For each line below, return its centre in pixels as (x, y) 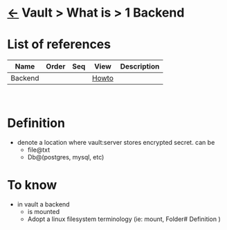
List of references (59, 45)
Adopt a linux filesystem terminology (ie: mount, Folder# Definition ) (124, 219)
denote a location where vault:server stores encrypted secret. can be (116, 143)
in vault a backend (44, 204)
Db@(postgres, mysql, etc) (66, 157)
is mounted (44, 212)
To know (32, 185)
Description (140, 67)
